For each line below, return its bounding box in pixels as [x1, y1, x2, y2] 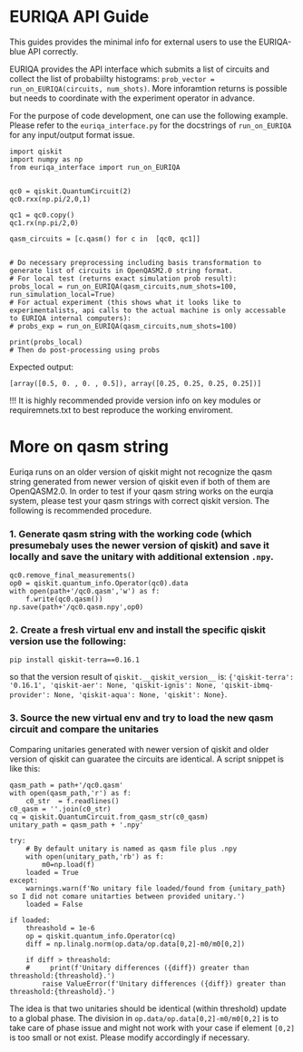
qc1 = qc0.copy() [9, 211, 75, 220]
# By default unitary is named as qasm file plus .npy [25, 844, 238, 853]
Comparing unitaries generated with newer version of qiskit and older [9, 743, 269, 754]
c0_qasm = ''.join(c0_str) [9, 804, 112, 813]
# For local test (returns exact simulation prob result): [9, 274, 238, 283]
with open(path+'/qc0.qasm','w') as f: [9, 587, 161, 596]
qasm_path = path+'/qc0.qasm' [9, 781, 124, 790]
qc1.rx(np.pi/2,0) [9, 218, 79, 228]
